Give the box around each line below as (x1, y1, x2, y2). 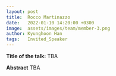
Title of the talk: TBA (6, 53, 58, 59)
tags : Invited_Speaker (6, 36, 68, 42)
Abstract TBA (6, 64, 40, 71)
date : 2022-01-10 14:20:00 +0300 (6, 20, 95, 26)
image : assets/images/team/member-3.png (6, 25, 111, 31)
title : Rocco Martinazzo (6, 14, 70, 20)
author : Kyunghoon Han (6, 31, 62, 37)
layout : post (6, 8, 39, 15)
